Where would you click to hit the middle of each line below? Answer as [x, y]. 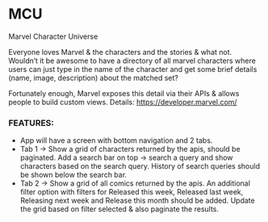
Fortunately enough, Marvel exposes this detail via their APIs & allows [124, 93]
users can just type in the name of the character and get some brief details [133, 69]
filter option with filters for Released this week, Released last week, [132, 192]
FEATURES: [31, 123]
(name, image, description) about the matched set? [94, 77]
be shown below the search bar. [73, 175]
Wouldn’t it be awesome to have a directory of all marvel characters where [132, 61]
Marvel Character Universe [53, 36]
